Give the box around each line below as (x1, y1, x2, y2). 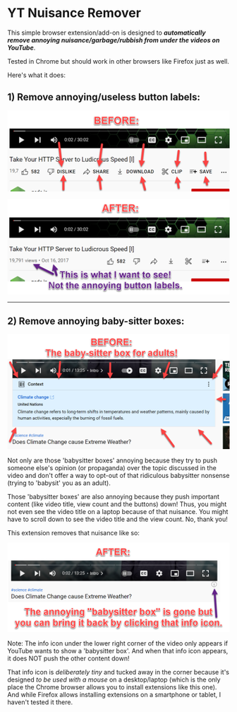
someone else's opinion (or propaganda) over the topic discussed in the (7, 463, 217, 472)
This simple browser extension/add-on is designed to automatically (7, 28, 206, 37)
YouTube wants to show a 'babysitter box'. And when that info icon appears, (7, 647, 229, 655)
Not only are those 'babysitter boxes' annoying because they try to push (7, 456, 217, 465)
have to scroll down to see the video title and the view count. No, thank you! (7, 515, 228, 523)
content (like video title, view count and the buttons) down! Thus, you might (7, 500, 227, 508)
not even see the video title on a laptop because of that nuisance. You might (7, 507, 229, 515)
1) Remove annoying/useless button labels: (7, 91, 201, 103)
